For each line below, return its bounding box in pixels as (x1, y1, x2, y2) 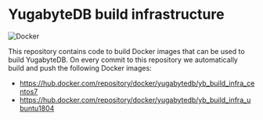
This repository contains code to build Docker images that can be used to (8, 46, 245, 56)
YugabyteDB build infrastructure (8, 5, 225, 24)
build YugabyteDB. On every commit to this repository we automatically (8, 55, 239, 64)
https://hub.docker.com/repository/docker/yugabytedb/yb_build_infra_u (19, 95, 251, 104)
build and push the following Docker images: (8, 63, 152, 72)
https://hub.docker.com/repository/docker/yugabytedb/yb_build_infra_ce (19, 78, 255, 88)
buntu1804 (19, 104, 55, 113)
